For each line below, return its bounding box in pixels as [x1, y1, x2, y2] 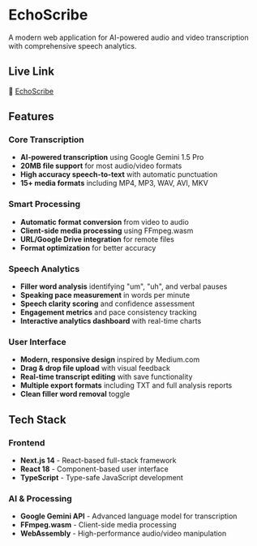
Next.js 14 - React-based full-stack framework [19, 456, 177, 466]
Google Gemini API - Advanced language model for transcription [19, 511, 238, 521]
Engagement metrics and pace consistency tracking [19, 307, 197, 317]
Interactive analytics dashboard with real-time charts [19, 316, 202, 326]
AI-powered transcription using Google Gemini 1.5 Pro [19, 153, 204, 162]
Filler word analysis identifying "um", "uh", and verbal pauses [19, 282, 228, 291]
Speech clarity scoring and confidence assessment [19, 299, 195, 309]
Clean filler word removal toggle [19, 389, 131, 399]
